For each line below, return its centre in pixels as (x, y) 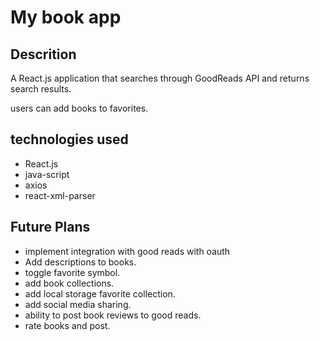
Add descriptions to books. (80, 262)
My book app (66, 17)
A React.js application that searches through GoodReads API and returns (160, 78)
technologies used (69, 139)
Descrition (43, 54)
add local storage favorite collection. (100, 293)
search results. (41, 89)
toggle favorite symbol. (72, 272)
